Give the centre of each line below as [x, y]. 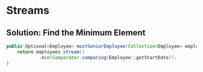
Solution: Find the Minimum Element [76, 33]
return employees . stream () [51, 52]
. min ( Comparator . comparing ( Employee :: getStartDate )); [108, 58]
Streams [28, 10]
